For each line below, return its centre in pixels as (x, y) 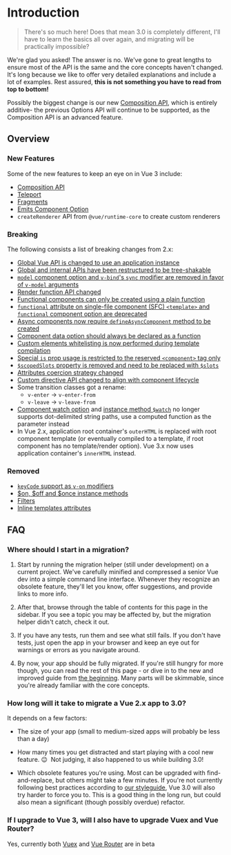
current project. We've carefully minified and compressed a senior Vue (118, 571)
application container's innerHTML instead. (77, 453)
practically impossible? (57, 46)
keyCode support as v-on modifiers (65, 486)
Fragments (32, 202)
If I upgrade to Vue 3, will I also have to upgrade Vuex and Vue (113, 820)
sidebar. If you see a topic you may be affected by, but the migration (114, 614)
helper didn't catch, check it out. (63, 622)
